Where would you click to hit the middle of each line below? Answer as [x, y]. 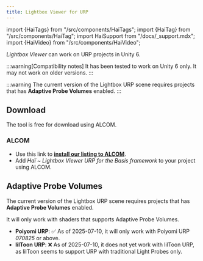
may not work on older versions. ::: [50, 72]
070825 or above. [37, 238]
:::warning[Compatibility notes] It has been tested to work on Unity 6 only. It [101, 66]
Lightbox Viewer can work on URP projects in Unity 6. [74, 54]
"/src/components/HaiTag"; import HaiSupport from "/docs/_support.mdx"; [101, 36]
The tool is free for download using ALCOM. [62, 125]
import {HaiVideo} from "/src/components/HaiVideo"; [73, 42]
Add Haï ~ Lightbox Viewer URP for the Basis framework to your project [105, 160]
